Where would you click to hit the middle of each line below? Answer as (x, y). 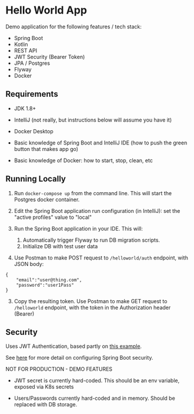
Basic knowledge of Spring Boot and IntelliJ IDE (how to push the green (101, 143)
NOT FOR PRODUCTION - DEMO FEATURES (59, 369)
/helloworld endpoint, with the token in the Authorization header (92, 307)
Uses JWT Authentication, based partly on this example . (74, 346)
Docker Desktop (34, 131)
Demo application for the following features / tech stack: (74, 27)
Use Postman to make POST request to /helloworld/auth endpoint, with (101, 258)
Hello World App (46, 10)
